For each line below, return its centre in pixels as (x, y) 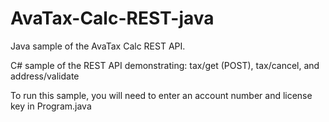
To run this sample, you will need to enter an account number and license (161, 95)
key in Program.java (51, 106)
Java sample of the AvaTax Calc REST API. (98, 46)
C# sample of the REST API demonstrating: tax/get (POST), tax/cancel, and (165, 65)
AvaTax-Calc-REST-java (112, 18)
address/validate (45, 76)
